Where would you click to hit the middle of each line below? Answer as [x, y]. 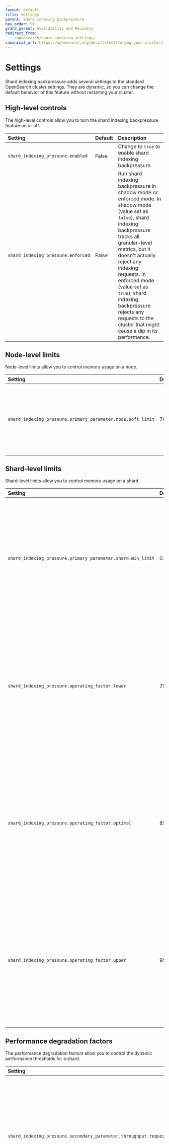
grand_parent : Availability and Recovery [49, 29]
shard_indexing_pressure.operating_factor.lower [67, 686]
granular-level [135, 243]
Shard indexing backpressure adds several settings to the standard [75, 82]
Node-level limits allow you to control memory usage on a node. [71, 367]
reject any [130, 261]
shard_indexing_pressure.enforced [49, 255]
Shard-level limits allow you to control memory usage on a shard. [72, 481]
